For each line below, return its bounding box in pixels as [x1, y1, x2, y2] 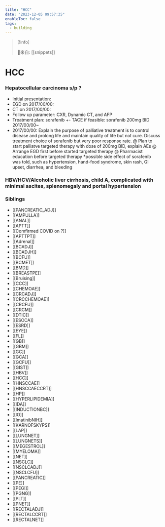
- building [9, 26, 32, 31]
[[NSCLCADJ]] [12, 464, 42, 470]
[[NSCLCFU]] [12, 469, 39, 475]
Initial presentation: [12, 96, 52, 102]
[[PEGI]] [12, 485, 29, 491]
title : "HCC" [5, 7, 32, 12]
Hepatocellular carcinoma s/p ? [5, 84, 82, 91]
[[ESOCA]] [12, 317, 33, 323]
